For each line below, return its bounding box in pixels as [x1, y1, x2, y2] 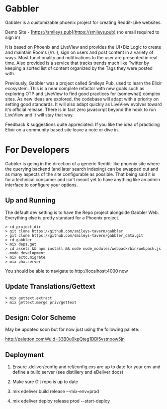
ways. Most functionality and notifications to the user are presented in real [5, 54, 158, 60]
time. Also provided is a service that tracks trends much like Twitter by [5, 60, 149, 66]
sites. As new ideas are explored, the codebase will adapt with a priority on [5, 96, 159, 102]
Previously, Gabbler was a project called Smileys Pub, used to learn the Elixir [5, 80, 162, 86]
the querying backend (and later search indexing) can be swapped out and [5, 166, 159, 172]
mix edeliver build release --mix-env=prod [12, 389, 99, 395]
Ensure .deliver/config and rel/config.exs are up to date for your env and [12, 364, 161, 370]
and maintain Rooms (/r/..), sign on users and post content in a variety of [5, 49, 154, 55]
